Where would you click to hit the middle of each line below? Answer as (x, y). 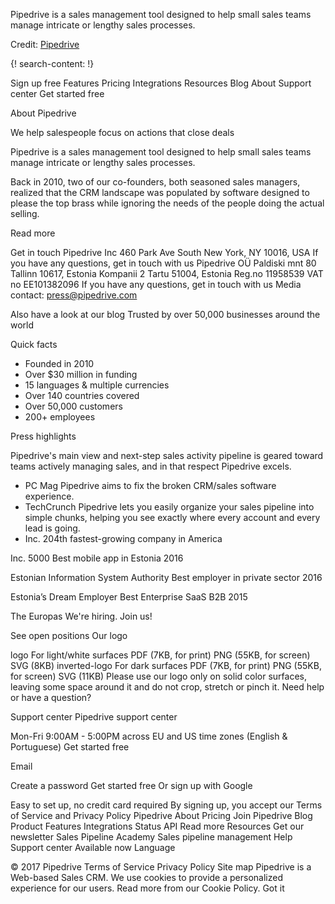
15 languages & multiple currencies (97, 385)
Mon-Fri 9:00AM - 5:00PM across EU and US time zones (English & (149, 736)
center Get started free (57, 93)
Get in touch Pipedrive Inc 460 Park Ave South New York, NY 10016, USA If (164, 252)
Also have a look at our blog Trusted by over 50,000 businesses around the (165, 314)
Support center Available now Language (93, 847)
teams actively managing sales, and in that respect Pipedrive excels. (151, 466)
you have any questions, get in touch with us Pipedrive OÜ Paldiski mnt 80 (163, 263)
